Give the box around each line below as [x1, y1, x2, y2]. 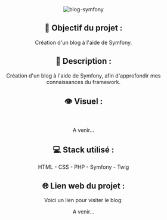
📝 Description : [55, 56, 112, 66]
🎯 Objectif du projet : [44, 23, 123, 33]
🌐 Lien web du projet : [42, 181, 125, 191]
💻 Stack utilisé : [52, 144, 115, 154]
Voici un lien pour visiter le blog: [44, 197, 123, 204]
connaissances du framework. [46, 78, 121, 85]
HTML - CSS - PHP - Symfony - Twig [38, 163, 129, 171]
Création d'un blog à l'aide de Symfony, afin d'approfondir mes [6, 72, 161, 79]
